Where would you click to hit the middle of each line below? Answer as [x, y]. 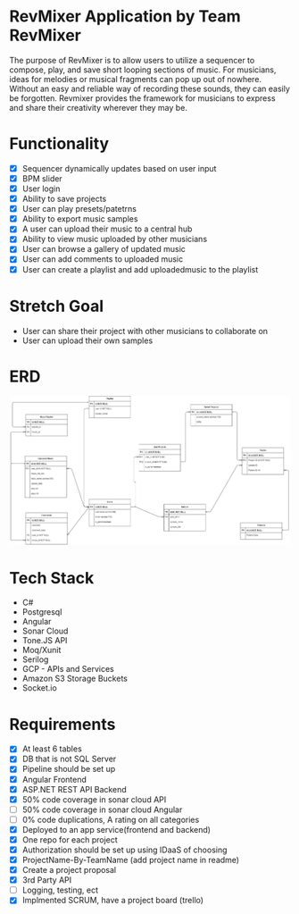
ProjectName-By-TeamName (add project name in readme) [130, 860]
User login [41, 189]
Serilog [35, 659]
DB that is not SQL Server [69, 759]
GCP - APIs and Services [68, 669]
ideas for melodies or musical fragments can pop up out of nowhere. [135, 79]
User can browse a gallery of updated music [104, 249]
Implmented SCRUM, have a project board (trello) [112, 901]
